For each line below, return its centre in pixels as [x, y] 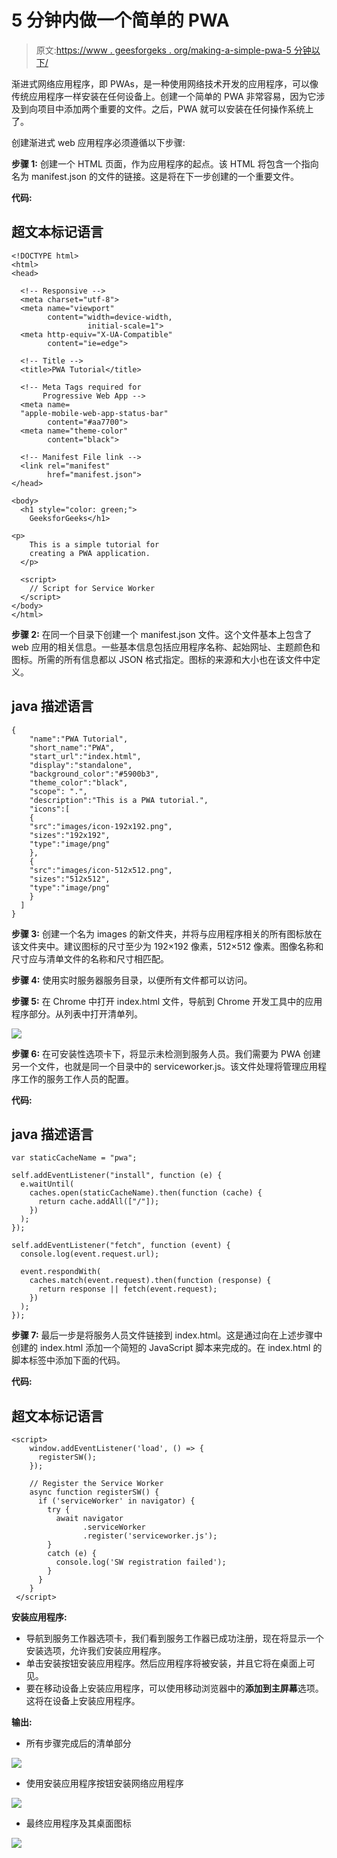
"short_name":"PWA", [72, 747]
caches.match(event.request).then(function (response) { [150, 1281]
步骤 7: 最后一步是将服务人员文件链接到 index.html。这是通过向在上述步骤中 [167, 1335]
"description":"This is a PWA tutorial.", [119, 800]
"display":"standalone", [81, 765]
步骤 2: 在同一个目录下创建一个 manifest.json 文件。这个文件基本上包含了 [162, 634]
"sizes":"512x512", [70, 879]
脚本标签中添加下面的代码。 [68, 1360]
